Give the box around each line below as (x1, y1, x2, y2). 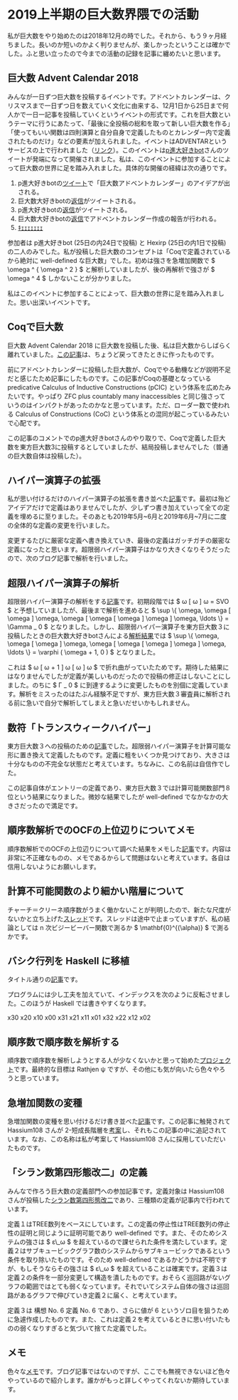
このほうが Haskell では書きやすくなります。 (19, 999, 151, 1008)
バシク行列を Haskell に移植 (7, 955, 130, 967)
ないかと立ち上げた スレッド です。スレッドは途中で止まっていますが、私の (7, 914, 225, 923)
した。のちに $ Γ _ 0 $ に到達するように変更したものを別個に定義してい (13, 681, 223, 689)
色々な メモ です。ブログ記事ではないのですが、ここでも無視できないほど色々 (7, 1367, 231, 1375)
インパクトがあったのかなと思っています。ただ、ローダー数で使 (31, 400, 218, 409)
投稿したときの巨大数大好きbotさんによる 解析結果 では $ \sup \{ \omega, (7, 632, 220, 640)
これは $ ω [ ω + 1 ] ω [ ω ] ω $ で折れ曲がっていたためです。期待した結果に (7, 663, 229, 672)
